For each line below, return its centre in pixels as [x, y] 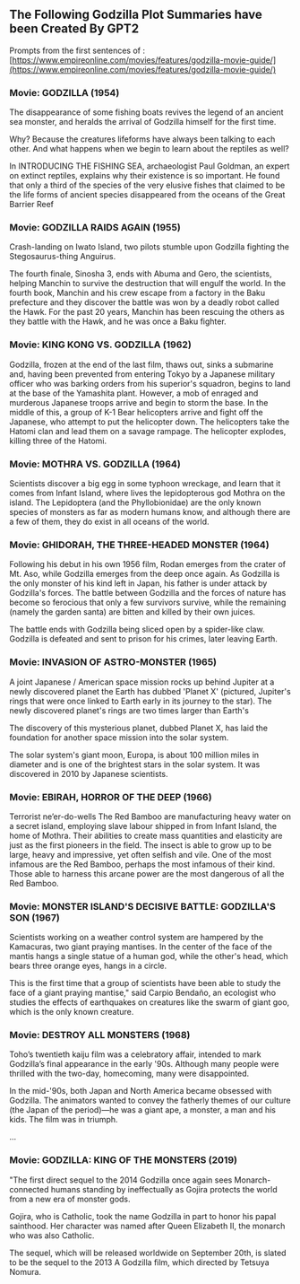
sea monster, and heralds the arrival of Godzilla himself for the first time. [143, 122]
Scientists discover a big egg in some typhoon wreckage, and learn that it [145, 483]
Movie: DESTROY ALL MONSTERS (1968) [100, 1035]
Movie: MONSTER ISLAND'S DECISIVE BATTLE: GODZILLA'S [142, 906]
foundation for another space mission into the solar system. [119, 737]
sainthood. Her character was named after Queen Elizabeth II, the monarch [147, 1226]
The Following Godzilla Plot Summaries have [136, 15]
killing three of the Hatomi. [58, 441]
